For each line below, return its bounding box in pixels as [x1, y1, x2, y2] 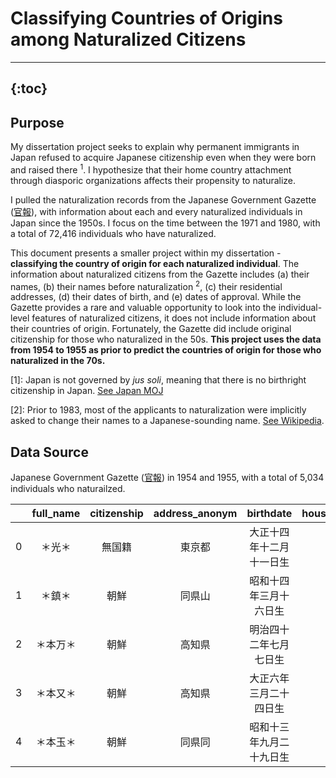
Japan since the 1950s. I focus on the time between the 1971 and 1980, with [10, 217, 321, 229]
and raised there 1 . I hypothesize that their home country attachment [10, 162, 292, 176]
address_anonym [153, 507, 238, 521]
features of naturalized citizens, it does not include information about [31, 312, 317, 324]
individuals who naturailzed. [10, 483, 126, 495]
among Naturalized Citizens [10, 28, 247, 51]
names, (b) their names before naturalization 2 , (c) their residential [10, 278, 283, 292]
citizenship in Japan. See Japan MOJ [10, 385, 164, 397]
